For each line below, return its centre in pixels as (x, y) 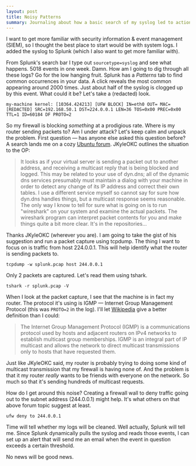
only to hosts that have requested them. (68, 352)
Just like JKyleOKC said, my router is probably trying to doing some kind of (96, 363)
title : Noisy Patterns (34, 17)
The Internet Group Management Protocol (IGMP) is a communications (105, 327)
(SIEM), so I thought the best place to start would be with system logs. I (92, 45)
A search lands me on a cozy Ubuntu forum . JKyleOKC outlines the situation (97, 144)
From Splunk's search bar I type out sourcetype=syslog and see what (89, 63)
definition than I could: (33, 316)
